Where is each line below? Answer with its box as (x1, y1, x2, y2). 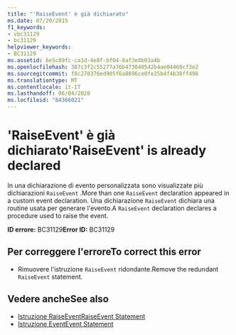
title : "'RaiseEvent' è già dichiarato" (7, 10, 129, 18)
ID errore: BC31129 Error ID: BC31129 (7, 225, 115, 234)
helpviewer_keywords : (7, 43, 72, 51)
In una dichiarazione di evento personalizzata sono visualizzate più (7, 181, 203, 190)
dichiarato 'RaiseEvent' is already (7, 143, 207, 159)
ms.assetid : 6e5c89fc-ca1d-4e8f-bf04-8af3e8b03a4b (7, 57, 161, 64)
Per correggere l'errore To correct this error (7, 246, 201, 258)
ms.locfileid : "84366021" (7, 97, 84, 104)
